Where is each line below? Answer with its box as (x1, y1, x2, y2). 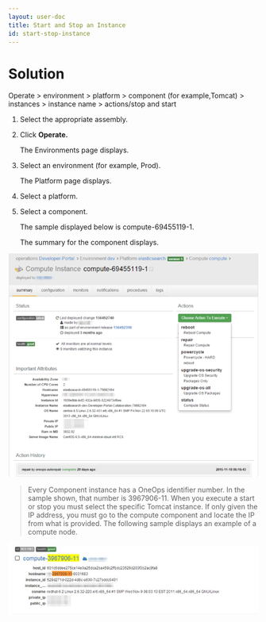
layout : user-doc (8, 13, 66, 21)
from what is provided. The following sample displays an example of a (27, 518, 256, 528)
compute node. (27, 527, 78, 536)
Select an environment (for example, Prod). (19, 161, 161, 171)
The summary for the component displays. (19, 238, 160, 248)
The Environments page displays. (19, 145, 129, 155)
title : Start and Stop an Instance (8, 21, 126, 29)
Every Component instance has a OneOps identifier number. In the (27, 485, 245, 494)
